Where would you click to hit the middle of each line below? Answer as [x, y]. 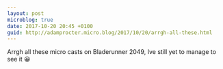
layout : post [26, 13]
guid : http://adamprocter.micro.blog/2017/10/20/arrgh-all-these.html [110, 32]
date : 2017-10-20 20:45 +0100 [50, 26]
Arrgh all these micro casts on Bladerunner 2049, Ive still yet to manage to [112, 52]
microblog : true [30, 20]
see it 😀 [19, 59]
